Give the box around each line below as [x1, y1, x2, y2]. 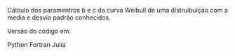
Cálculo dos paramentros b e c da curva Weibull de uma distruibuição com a [7, 6, 228, 14]
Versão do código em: [7, 27, 72, 35]
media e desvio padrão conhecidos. [7, 13, 111, 22]
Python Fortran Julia [7, 41, 66, 48]
